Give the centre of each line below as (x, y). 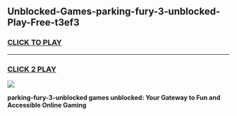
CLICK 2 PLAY (32, 69)
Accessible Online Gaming (47, 105)
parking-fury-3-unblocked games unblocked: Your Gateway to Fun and (114, 97)
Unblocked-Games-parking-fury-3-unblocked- (114, 12)
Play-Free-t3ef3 (43, 23)
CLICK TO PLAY (35, 43)
